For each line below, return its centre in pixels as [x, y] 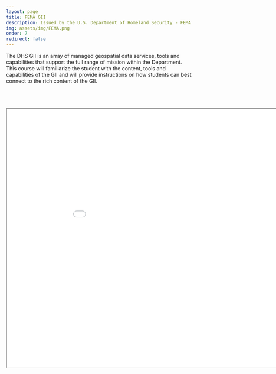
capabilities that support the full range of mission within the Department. [94, 62]
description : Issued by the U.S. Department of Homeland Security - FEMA [99, 22]
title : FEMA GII [26, 17]
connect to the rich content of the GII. [52, 81]
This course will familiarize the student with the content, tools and [86, 68]
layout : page [22, 12]
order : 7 [17, 34]
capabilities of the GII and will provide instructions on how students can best [99, 75]
